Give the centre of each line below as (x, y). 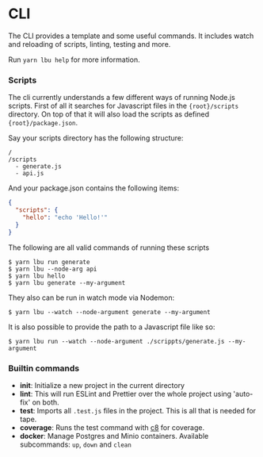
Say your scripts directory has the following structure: (96, 138)
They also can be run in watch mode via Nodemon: (91, 298)
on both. (46, 402)
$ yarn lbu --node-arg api (53, 269)
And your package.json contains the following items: (94, 188)
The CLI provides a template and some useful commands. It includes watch (131, 36)
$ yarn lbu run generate (49, 262)
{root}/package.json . (43, 123)
